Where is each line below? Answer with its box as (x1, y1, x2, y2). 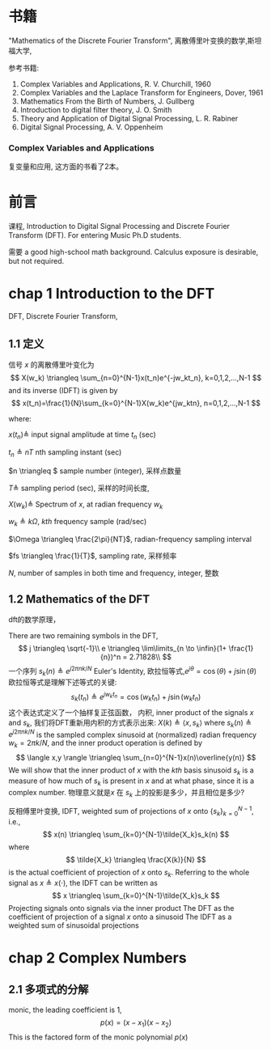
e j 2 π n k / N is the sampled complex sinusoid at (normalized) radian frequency (8, 728, 257, 739)
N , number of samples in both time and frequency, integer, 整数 (8, 568, 220, 578)
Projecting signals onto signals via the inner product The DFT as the (8, 903, 235, 912)
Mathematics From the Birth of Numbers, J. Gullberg (19, 96, 195, 106)
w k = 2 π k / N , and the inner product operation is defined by (8, 738, 203, 750)
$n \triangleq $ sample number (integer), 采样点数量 (8, 466, 182, 476)
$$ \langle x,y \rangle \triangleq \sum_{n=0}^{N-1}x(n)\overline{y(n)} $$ (15, 753, 256, 763)
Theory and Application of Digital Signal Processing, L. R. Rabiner (19, 113, 239, 123)
